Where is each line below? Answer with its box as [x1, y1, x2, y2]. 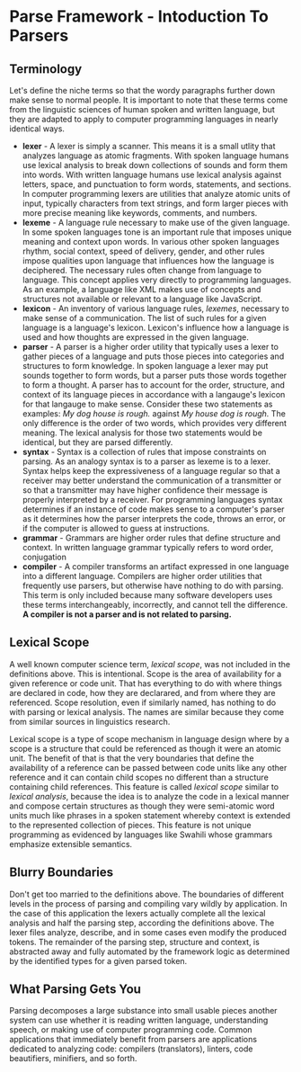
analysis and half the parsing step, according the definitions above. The [9, 917, 275, 928]
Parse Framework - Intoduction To [9, 6, 270, 27]
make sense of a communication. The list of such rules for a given [22, 313, 267, 323]
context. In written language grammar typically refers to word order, [22, 542, 274, 552]
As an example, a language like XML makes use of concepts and [22, 284, 261, 294]
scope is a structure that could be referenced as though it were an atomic [9, 743, 281, 754]
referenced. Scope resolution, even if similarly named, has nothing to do [9, 697, 277, 708]
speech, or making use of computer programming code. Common [9, 1024, 253, 1035]
